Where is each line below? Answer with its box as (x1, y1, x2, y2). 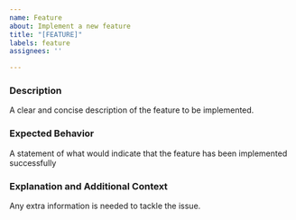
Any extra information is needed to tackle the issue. (9, 200, 201, 212)
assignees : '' (9, 47, 63, 56)
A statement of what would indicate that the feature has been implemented (9, 148, 288, 159)
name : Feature (9, 13, 63, 23)
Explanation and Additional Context (9, 179, 169, 192)
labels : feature (9, 38, 70, 48)
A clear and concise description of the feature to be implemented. (9, 105, 254, 115)
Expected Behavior (9, 127, 95, 140)
